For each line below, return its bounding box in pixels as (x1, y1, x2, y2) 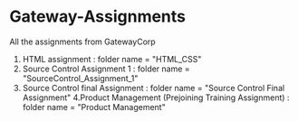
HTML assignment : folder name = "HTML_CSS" (22, 53, 202, 64)
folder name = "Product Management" (22, 101, 166, 112)
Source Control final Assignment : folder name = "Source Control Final (22, 82, 285, 93)
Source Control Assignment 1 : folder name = (22, 63, 190, 74)
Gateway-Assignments (9, 6, 187, 27)
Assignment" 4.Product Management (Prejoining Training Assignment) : (22, 92, 290, 103)
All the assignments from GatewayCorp (9, 36, 156, 47)
